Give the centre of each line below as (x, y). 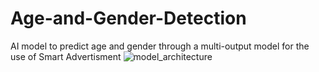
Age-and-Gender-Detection (128, 18)
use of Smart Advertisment (66, 56)
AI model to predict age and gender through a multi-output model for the (160, 46)
